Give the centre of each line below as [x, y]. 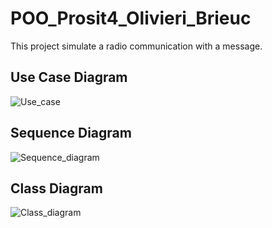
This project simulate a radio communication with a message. [136, 46]
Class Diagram [56, 188]
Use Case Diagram [69, 77]
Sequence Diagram [71, 133]
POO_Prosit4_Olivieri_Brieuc [131, 18]
